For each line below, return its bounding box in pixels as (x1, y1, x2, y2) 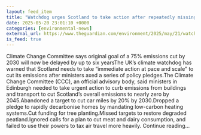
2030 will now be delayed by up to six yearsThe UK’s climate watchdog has (6, 59, 192, 66)
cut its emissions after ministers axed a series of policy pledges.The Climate (6, 72, 194, 79)
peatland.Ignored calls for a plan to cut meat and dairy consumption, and (6, 116, 186, 123)
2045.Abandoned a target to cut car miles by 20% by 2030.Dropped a (6, 97, 179, 104)
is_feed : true (6, 36, 42, 42)
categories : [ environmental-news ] (6, 25, 93, 32)
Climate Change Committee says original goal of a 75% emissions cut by (6, 53, 185, 59)
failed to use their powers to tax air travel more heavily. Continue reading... (6, 123, 190, 129)
